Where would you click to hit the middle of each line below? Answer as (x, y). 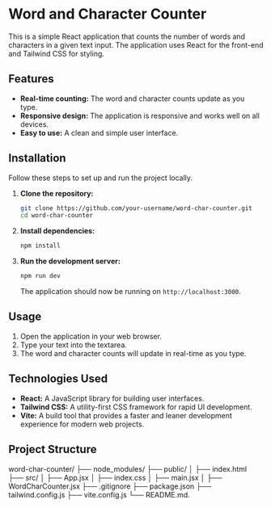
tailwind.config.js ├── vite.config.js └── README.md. (99, 494)
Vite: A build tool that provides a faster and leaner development (126, 415)
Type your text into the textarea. (74, 345)
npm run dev (40, 276)
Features (31, 79)
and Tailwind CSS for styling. (57, 53)
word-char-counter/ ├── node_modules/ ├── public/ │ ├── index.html (128, 468)
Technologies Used (58, 379)
